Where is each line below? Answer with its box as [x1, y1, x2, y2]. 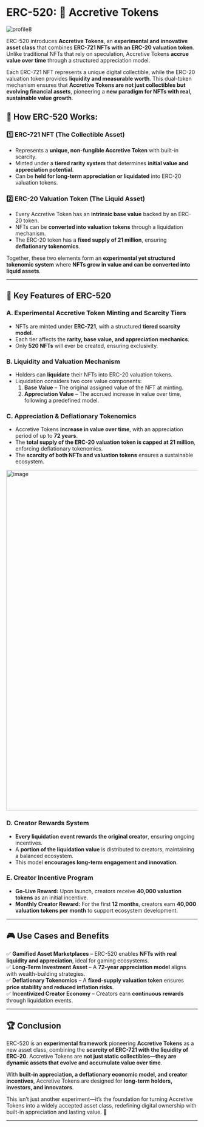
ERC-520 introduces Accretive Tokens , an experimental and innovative [6, 37, 188, 44]
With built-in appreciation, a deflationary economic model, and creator [6, 1071, 188, 1078]
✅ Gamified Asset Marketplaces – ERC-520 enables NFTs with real [6, 950, 177, 957]
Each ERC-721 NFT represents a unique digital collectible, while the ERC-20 [6, 68, 195, 75]
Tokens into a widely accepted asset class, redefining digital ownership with [6, 1102, 197, 1109]
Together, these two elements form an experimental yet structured [6, 254, 175, 262]
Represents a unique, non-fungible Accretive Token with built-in [15, 146, 179, 154]
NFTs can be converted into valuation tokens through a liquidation [15, 223, 183, 230]
